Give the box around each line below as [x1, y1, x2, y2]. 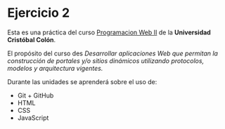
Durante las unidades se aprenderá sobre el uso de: [7, 77, 157, 86]
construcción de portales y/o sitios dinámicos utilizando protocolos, [7, 56, 205, 64]
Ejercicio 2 [7, 5, 70, 21]
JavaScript [17, 114, 49, 122]
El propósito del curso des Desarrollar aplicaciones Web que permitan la [7, 49, 218, 57]
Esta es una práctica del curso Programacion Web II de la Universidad [7, 28, 211, 36]
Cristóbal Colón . [7, 35, 56, 43]
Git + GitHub [17, 91, 54, 100]
